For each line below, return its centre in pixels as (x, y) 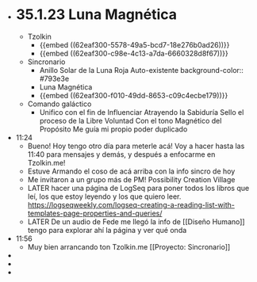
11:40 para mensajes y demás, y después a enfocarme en (121, 154)
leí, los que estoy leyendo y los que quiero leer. (104, 196)
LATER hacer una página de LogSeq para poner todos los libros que (138, 188)
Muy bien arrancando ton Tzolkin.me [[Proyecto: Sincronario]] (129, 246)
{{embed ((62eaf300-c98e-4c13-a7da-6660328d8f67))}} (134, 53)
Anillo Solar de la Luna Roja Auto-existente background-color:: (142, 70)
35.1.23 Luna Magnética (96, 15)
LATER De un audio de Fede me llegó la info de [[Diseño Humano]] (136, 221)
